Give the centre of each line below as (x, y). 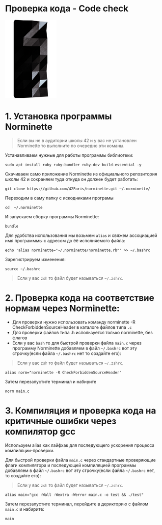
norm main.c (17, 391)
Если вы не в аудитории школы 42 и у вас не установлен (77, 140)
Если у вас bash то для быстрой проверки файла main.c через (77, 343)
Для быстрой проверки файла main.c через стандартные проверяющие (81, 460)
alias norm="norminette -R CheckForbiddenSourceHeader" (63, 372)
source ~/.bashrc (23, 269)
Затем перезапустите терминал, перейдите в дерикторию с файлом (77, 504)
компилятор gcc (40, 432)
